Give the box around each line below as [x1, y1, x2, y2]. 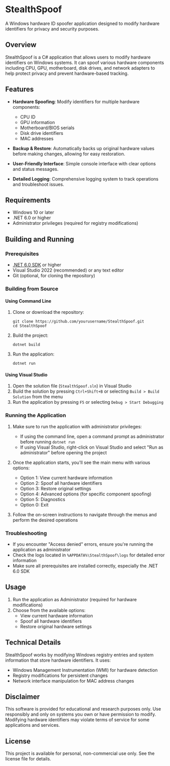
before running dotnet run [20, 438, 75, 445]
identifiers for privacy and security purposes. [5, 25, 100, 32]
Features [5, 85, 34, 94]
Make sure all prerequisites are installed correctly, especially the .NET [12, 563, 158, 569]
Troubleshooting [5, 529, 47, 537]
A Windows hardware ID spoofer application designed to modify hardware [5, 20, 160, 26]
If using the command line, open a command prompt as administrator [20, 433, 164, 439]
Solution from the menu [12, 394, 63, 400]
